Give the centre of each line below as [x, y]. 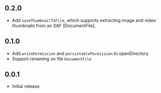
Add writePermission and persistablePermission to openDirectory [80, 53]
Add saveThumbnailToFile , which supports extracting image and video [84, 20]
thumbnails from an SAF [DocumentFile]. [54, 25]
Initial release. [26, 86]
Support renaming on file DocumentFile [51, 58]
